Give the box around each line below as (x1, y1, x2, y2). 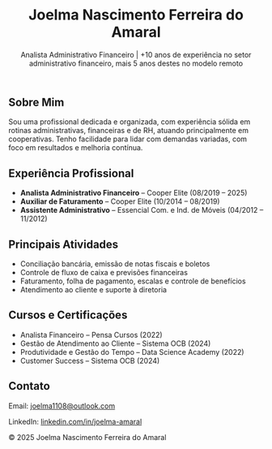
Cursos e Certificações (8, 309, 128, 322)
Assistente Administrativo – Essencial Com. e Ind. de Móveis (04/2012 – (19, 205, 264, 215)
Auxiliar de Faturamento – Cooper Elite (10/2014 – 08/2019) (19, 196, 220, 206)
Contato (8, 379, 50, 393)
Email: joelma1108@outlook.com (8, 400, 116, 411)
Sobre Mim (8, 95, 65, 109)
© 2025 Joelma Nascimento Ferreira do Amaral (8, 432, 167, 442)
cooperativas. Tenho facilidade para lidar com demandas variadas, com (8, 134, 248, 144)
